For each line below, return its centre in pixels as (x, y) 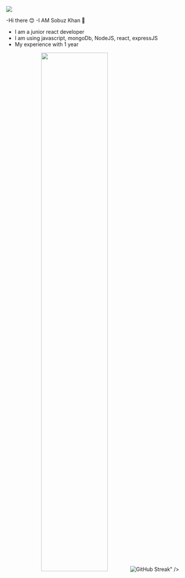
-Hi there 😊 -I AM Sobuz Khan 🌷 (46, 20)
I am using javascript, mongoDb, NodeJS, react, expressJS (86, 38)
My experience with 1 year (47, 44)
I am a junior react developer (49, 32)
